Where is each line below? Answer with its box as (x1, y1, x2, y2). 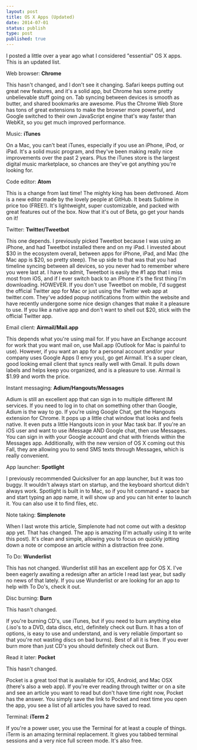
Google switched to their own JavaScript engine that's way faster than (6, 113, 176, 120)
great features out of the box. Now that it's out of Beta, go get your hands (6, 209, 184, 215)
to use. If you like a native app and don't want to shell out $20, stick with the (6, 306, 191, 313)
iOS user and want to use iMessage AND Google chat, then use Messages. (6, 427, 187, 434)
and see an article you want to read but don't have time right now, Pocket (6, 689, 183, 696)
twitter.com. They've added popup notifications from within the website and (6, 294, 190, 300)
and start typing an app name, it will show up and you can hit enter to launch (6, 494, 192, 501)
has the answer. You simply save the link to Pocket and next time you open (6, 696, 187, 702)
